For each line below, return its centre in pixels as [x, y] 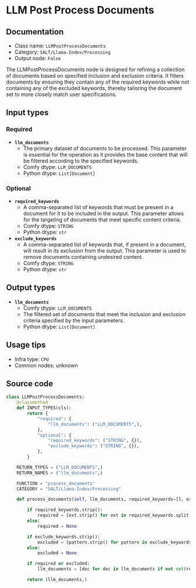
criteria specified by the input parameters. [73, 320]
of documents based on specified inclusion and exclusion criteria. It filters [95, 76]
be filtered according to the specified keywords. [81, 161]
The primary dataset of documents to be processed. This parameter [105, 148]
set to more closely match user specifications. [62, 94]
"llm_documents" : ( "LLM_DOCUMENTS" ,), [95, 424]
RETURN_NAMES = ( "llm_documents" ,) [60, 473]
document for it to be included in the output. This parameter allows [104, 213]
